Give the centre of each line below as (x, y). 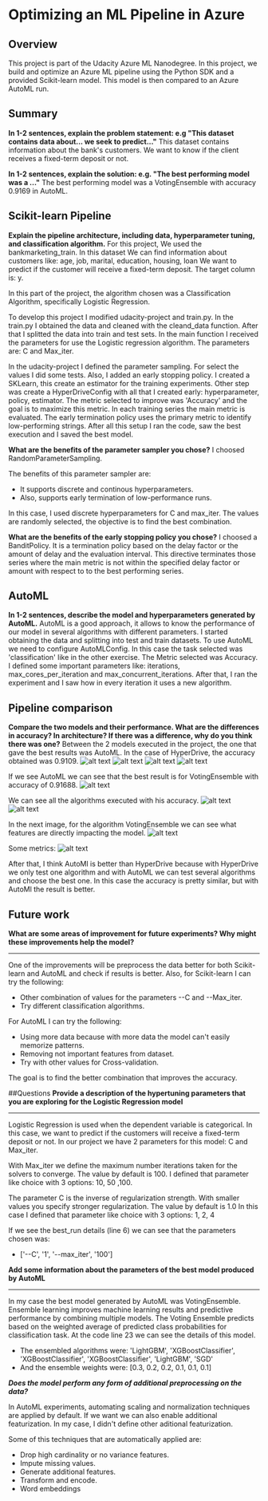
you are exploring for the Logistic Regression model (96, 1102)
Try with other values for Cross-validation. (89, 1062)
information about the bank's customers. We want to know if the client (124, 150)
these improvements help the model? (71, 942)
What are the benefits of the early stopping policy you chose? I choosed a (133, 537)
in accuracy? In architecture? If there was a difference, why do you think (130, 736)
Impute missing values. (57, 1463)
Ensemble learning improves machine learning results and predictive (121, 1309)
